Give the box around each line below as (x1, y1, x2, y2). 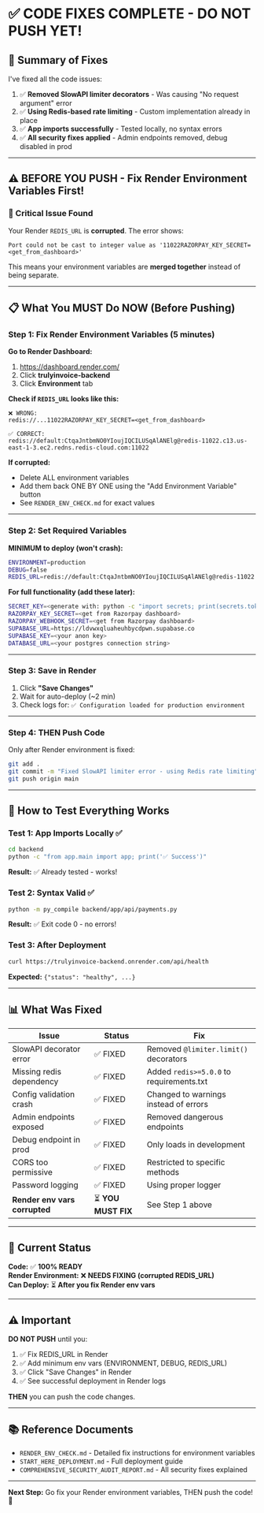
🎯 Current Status (8, 1241, 92, 1254)
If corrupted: (8, 458, 51, 468)
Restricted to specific (146, 1157, 225, 1168)
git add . (8, 760, 41, 769)
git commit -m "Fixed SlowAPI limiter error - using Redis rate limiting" (8, 768, 258, 776)
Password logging (12, 1179, 79, 1191)
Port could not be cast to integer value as (8, 241, 156, 249)
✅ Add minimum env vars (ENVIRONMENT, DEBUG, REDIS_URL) (19, 1358, 228, 1368)
